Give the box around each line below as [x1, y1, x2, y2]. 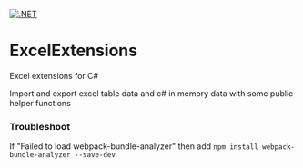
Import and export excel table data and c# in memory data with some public [9, 87, 294, 99]
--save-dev [74, 151, 116, 160]
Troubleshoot [9, 120, 71, 133]
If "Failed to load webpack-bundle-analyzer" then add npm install [9, 141, 259, 152]
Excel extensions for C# [9, 70, 99, 81]
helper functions [9, 97, 71, 108]
